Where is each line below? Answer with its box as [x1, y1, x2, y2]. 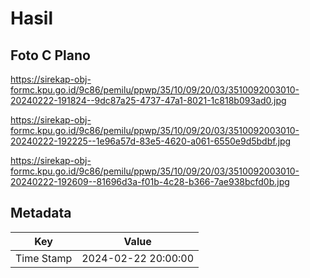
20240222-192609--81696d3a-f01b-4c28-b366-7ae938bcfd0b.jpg [10, 176, 290, 187]
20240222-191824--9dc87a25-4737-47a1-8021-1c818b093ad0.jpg [10, 95, 287, 106]
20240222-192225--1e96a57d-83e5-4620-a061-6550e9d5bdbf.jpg [10, 135, 292, 147]
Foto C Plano [10, 47, 91, 64]
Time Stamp [15, 251, 73, 265]
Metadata [10, 205, 72, 222]
